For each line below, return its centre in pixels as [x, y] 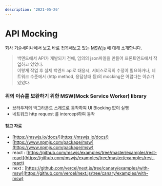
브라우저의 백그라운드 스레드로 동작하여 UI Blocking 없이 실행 [71, 108]
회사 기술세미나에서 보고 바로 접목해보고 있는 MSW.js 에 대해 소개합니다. [74, 48]
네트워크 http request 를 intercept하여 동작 [53, 114]
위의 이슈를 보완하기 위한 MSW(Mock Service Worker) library [76, 96]
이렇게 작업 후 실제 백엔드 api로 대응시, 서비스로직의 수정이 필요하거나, [84, 70]
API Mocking [31, 33]
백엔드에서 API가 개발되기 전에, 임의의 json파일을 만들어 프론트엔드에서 [84, 58]
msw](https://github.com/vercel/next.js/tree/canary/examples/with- [80, 173]
